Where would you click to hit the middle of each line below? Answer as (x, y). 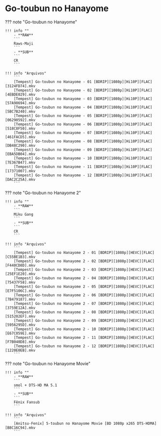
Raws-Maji (24, 43)
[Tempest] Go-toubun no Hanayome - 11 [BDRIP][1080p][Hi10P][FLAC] (83, 167)
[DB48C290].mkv (20, 145)
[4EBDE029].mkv (20, 94)
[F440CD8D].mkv (20, 265)
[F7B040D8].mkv (20, 342)
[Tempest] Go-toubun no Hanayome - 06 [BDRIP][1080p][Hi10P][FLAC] (83, 124)
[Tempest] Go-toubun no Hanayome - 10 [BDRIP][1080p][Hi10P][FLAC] (83, 158)
